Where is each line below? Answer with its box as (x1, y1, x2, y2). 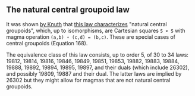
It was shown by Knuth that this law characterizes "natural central (6, 20, 168, 27)
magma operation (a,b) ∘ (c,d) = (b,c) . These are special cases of (6, 33, 176, 41)
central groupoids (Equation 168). (6, 39, 88, 47)
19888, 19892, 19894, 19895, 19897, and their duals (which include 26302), (6, 64, 190, 71)
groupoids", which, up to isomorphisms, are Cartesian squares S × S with (6, 27, 185, 34)
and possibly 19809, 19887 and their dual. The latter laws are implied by (6, 70, 182, 77)
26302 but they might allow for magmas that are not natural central (6, 76, 171, 83)
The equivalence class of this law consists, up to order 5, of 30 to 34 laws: (6, 51, 189, 58)
